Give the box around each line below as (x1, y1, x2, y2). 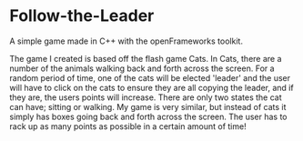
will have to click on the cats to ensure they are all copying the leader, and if (9, 82, 294, 93)
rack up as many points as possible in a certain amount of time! (9, 120, 247, 132)
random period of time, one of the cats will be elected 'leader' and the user (9, 72, 291, 83)
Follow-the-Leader (9, 5, 155, 26)
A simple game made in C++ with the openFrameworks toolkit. (9, 35, 244, 46)
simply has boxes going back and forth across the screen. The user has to (9, 111, 288, 122)
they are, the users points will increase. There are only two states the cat (9, 92, 282, 103)
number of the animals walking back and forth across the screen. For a (9, 63, 275, 74)
